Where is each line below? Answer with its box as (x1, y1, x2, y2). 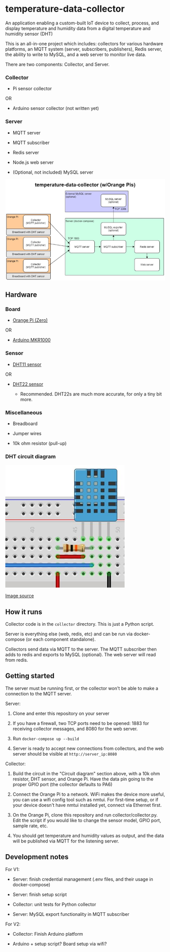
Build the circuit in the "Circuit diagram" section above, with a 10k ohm (12, 770, 160, 776)
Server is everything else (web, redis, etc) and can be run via (5, 631, 133, 637)
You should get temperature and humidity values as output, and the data (12, 832, 164, 838)
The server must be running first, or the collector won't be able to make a (5, 685, 158, 691)
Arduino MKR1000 (12, 337, 51, 343)
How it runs (5, 607, 42, 616)
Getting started (5, 671, 55, 680)
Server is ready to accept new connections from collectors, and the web (12, 745, 164, 751)
